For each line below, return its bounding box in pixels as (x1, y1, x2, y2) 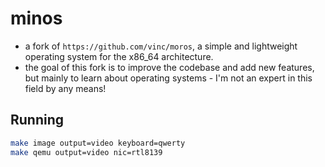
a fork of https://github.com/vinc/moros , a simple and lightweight (24, 40, 298, 52)
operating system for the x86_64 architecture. (24, 50, 214, 62)
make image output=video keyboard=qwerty (10, 138, 186, 148)
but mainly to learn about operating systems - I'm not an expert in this (24, 72, 313, 84)
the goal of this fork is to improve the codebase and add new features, (24, 61, 315, 73)
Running (10, 112, 65, 129)
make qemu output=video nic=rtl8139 (10, 147, 163, 157)
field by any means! (24, 82, 107, 94)
